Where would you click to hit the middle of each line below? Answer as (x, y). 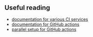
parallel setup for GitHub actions (44, 29)
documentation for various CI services (50, 19)
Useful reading (27, 8)
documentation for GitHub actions (45, 24)
